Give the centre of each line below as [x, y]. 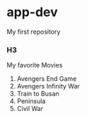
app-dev [32, 12]
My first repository [34, 32]
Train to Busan [38, 94]
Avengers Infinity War [48, 86]
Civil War [30, 109]
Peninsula [31, 101]
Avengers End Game [47, 79]
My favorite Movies [35, 65]
